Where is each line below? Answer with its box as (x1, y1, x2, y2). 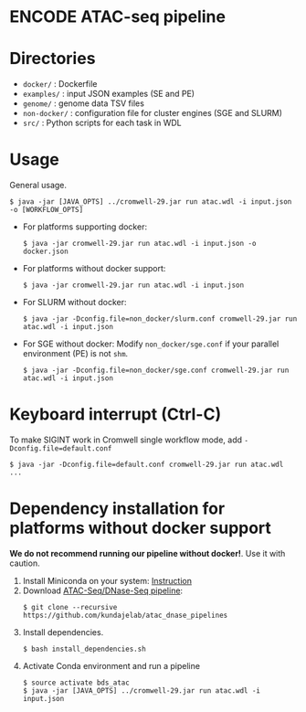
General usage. (9, 180, 67, 191)
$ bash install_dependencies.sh (22, 644, 146, 654)
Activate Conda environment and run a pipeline (22, 660, 201, 671)
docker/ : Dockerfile (22, 79, 98, 90)
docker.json (22, 247, 69, 257)
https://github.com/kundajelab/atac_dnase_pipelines (22, 611, 228, 620)
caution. (9, 558, 40, 569)
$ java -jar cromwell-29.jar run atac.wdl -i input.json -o (22, 239, 257, 249)
